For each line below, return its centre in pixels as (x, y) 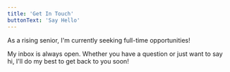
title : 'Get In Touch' (41, 14)
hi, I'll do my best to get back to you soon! (68, 61)
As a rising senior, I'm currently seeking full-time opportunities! (99, 40)
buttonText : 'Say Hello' (44, 20)
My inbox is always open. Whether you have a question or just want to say (115, 54)
